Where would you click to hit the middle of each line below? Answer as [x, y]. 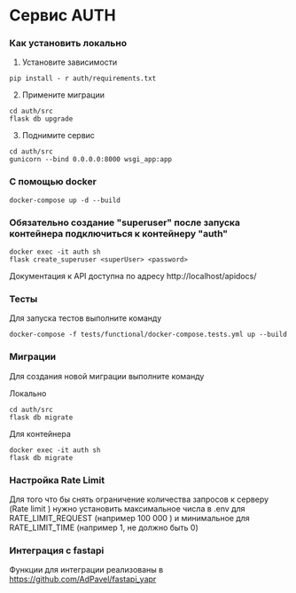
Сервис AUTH [63, 16]
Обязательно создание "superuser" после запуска [125, 222]
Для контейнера [40, 433]
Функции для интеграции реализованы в [86, 570]
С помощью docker [53, 182]
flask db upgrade [41, 119]
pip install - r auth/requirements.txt [83, 79]
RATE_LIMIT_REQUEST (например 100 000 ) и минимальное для [129, 518]
